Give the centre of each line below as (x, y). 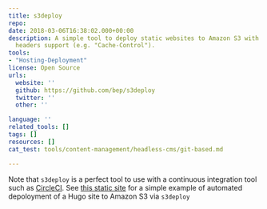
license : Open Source (44, 68)
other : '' (32, 105)
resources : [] (32, 142)
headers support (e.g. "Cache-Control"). (86, 46)
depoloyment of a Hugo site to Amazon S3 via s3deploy (99, 196)
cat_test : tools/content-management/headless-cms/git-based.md (116, 149)
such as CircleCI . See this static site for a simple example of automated (125, 187)
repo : (17, 23)
